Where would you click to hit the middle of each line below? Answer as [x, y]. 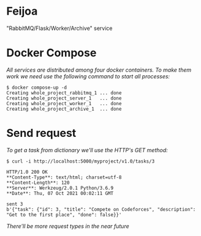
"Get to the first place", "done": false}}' [64, 215]
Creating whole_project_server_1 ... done [64, 98]
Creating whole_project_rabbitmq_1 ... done [64, 93]
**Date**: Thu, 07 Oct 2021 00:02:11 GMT [60, 193]
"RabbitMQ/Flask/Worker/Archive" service [59, 28]
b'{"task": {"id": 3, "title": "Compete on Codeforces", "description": [101, 209]
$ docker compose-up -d [37, 87]
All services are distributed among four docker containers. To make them [99, 70]
